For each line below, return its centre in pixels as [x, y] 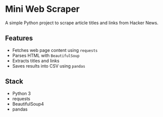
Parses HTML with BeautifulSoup [46, 55]
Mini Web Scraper [42, 9]
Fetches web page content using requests [55, 50]
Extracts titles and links [36, 61]
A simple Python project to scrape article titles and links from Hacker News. [82, 23]
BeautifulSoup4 [28, 104]
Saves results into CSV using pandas [49, 66]
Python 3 [21, 93]
